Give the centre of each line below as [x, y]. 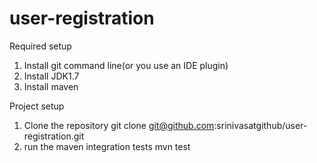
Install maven [51, 86]
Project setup [37, 106]
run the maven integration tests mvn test [107, 146]
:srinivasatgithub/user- [260, 125]
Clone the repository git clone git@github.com [119, 125]
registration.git [54, 136]
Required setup [40, 46]
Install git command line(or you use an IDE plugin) [126, 65]
